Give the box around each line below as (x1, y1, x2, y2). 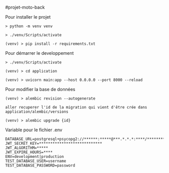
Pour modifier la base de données (5, 86, 75, 92)
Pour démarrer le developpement (5, 50, 74, 56)
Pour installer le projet (5, 14, 51, 20)
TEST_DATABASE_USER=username (5, 158, 66, 163)
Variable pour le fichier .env (5, 127, 63, 133)
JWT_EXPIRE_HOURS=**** (5, 150, 53, 155)
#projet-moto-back (5, 5, 45, 10)
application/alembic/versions (5, 109, 69, 114)
